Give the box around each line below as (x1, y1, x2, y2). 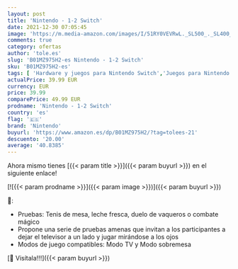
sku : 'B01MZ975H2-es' (7, 63, 72, 70)
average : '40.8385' (7, 142, 65, 149)
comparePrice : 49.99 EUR (7, 96, 81, 103)
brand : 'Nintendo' (7, 122, 62, 130)
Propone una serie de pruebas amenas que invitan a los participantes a (17, 225, 226, 234)
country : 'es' (7, 109, 50, 116)
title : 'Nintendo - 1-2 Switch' (7, 17, 103, 24)
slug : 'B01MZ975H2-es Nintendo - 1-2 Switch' (7, 57, 144, 64)
